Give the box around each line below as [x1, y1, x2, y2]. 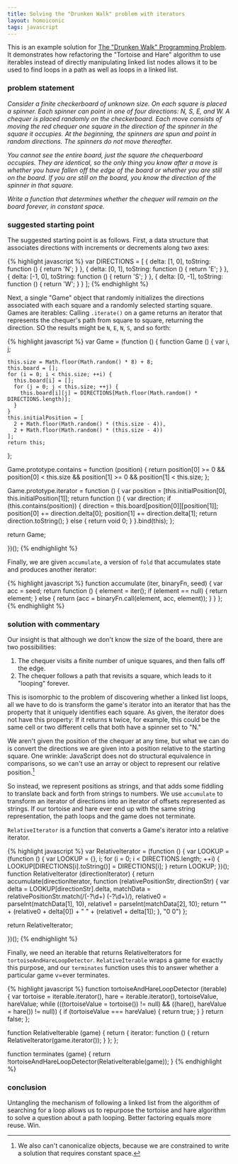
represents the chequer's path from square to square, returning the [7, 316, 204, 324]
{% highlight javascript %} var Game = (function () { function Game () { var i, [7, 337, 230, 346]
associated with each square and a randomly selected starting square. [7, 300, 212, 309]
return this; [7, 439, 46, 446]
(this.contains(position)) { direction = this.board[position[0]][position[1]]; [7, 501, 219, 510]
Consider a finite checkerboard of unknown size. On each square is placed [7, 99, 227, 108]
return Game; [7, 530, 46, 538]
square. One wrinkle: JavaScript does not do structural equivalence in [7, 752, 211, 760]
